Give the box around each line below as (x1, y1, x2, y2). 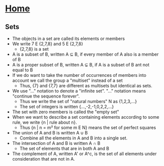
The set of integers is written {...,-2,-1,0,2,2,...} (19, 104, 114, 109)
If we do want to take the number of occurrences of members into (12, 72, 147, 78)
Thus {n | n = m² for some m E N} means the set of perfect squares (19, 125, 156, 131)
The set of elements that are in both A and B (19, 146, 109, 151)
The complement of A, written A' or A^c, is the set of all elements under (12, 151, 157, 157)
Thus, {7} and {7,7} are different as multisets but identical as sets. (19, 83, 153, 89)
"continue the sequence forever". (12, 93, 80, 99)
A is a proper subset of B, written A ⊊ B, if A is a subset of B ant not (12, 62, 150, 67)
